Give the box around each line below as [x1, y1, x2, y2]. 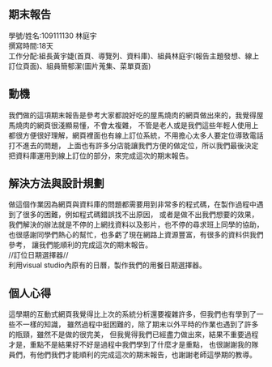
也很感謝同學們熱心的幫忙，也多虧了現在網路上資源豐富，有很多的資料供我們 [8, 230, 264, 240]
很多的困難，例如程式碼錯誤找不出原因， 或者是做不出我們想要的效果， [22, 210, 259, 220]
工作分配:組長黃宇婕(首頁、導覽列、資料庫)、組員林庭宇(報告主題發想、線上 [8, 51, 260, 61]
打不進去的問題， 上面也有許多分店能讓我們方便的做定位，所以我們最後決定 [8, 140, 259, 150]
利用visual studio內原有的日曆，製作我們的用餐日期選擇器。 [8, 260, 206, 270]
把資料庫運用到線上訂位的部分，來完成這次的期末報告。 [8, 151, 193, 160]
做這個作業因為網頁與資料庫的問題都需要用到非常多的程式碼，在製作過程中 [8, 199, 257, 209]
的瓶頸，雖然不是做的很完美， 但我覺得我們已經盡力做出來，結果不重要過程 [8, 330, 259, 339]
